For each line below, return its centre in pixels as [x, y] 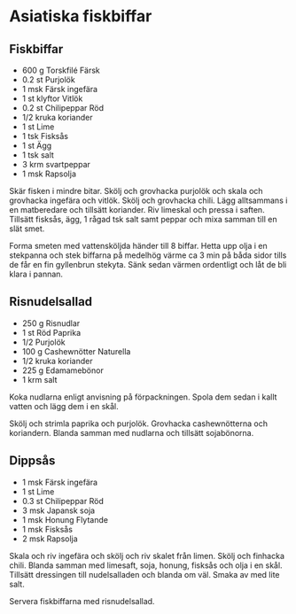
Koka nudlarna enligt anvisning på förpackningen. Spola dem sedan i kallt [143, 397]
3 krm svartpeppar [56, 164]
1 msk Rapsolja [49, 174]
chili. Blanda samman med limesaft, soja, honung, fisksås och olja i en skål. [146, 565]
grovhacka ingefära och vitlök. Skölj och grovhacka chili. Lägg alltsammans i [148, 200]
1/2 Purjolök [43, 342]
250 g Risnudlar [51, 323]
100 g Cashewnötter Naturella [76, 351]
